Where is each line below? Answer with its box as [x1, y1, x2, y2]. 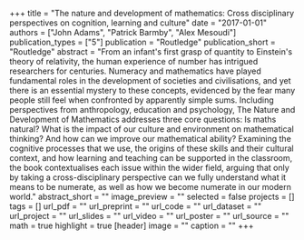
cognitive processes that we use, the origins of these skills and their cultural [9, 143, 294, 154]
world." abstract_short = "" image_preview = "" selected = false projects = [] [9, 191, 295, 202]
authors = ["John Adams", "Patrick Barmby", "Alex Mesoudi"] [9, 27, 237, 37]
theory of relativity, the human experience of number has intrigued [9, 56, 259, 66]
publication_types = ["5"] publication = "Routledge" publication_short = [9, 36, 276, 47]
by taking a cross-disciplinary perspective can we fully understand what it [9, 172, 287, 183]
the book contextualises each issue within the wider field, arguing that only [9, 163, 290, 173]
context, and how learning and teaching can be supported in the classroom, [9, 153, 293, 163]
